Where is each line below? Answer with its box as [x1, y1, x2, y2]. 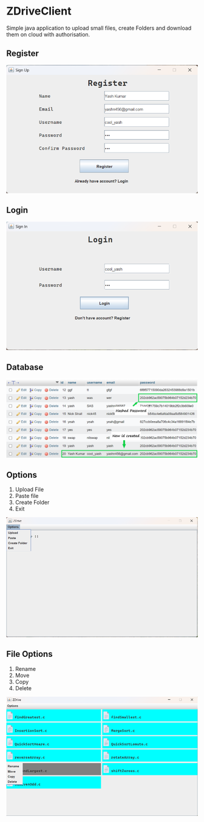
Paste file [15, 492, 39, 499]
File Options [6, 649, 53, 659]
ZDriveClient [6, 4, 72, 18]
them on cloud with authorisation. [6, 30, 90, 38]
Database [6, 362, 44, 372]
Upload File [15, 486, 44, 493]
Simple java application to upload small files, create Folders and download [6, 24, 192, 32]
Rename [15, 665, 36, 672]
